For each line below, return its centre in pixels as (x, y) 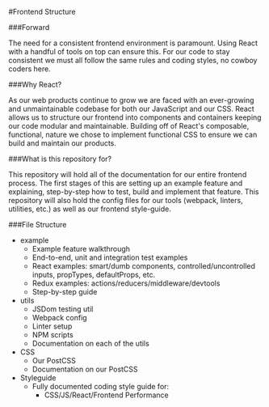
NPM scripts (53, 335)
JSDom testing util (63, 309)
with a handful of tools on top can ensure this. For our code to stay (119, 51)
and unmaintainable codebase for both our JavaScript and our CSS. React (131, 109)
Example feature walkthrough (81, 249)
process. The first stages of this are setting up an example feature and (126, 183)
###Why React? (35, 85)
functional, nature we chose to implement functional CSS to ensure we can (133, 134)
